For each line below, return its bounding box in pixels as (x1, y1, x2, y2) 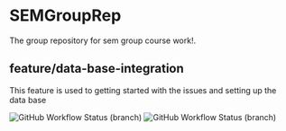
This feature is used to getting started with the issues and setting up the (9, 84, 277, 95)
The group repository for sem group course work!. (9, 35, 197, 46)
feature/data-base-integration (9, 61, 185, 76)
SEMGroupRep (9, 5, 122, 26)
